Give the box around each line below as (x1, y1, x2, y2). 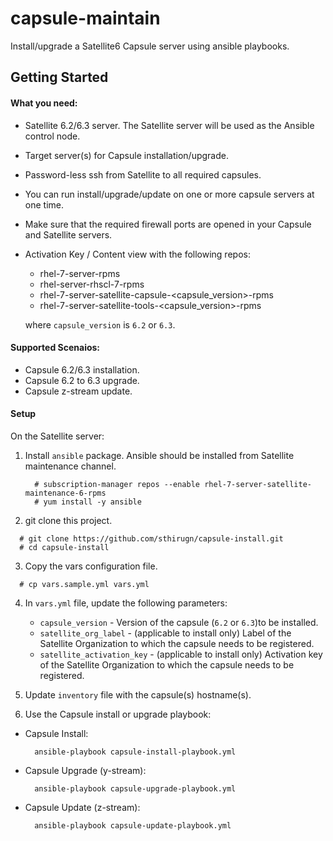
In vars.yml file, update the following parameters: (24, 597, 228, 609)
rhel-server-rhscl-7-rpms (39, 278, 145, 290)
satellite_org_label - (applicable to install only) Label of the (39, 627, 292, 639)
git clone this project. (24, 514, 113, 526)
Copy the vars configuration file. (24, 560, 158, 572)
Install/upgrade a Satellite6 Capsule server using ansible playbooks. (10, 40, 290, 52)
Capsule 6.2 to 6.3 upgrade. (24, 374, 140, 386)
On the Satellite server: (10, 430, 105, 442)
